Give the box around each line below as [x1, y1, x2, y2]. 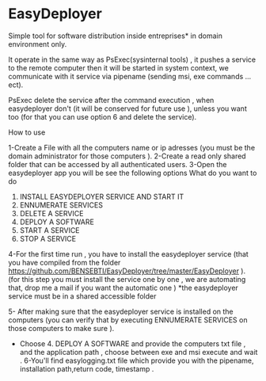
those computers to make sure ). [8, 323, 115, 333]
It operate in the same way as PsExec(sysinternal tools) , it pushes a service [8, 55, 256, 64]
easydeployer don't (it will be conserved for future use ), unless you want [8, 104, 247, 113]
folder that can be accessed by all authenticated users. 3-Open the [8, 159, 227, 169]
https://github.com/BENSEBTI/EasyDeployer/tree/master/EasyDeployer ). [8, 266, 246, 276]
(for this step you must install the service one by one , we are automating [8, 274, 246, 284]
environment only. [8, 39, 67, 48]
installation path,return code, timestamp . [19, 364, 154, 373]
